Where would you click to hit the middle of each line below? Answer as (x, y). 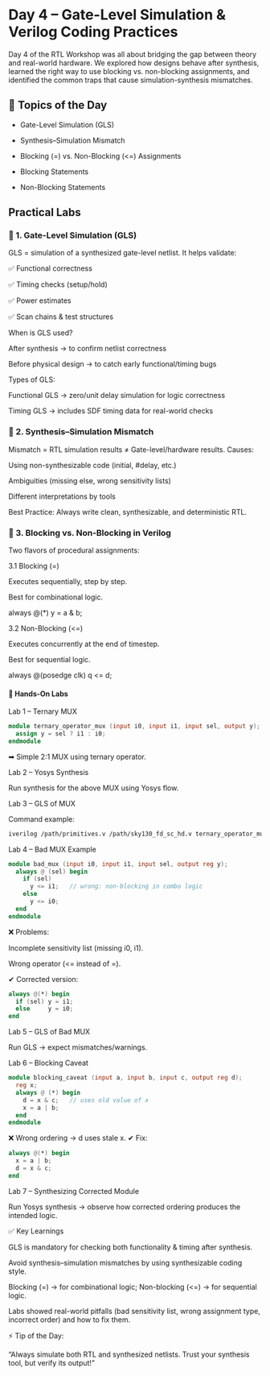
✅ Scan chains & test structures (61, 317)
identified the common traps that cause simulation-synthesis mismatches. (131, 80)
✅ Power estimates (40, 300)
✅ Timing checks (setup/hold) (58, 284)
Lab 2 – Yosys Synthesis (49, 772)
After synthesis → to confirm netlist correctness (88, 349)
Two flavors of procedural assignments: (74, 550)
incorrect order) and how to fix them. (70, 1320)
